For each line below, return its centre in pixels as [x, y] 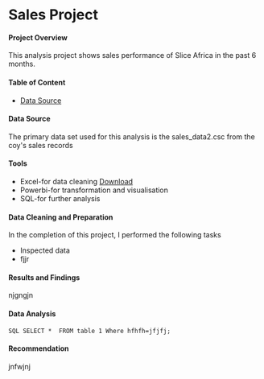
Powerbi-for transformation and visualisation [94, 190]
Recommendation [39, 348]
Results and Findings [44, 277]
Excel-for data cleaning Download [76, 181]
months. [22, 64]
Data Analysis [32, 314]
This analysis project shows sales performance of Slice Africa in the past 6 [132, 56]
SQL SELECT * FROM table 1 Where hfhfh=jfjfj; [90, 331]
